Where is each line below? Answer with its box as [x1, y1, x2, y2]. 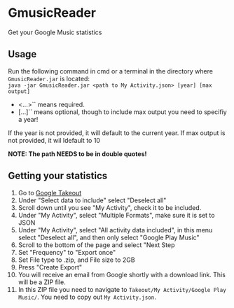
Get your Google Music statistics [8, 28, 102, 36]
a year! [18, 115, 39, 123]
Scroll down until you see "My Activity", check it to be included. [18, 203, 202, 211]
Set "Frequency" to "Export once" [18, 248, 116, 256]
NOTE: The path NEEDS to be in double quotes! [8, 149, 147, 158]
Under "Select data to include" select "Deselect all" [18, 196, 167, 204]
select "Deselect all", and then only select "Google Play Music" [18, 233, 200, 241]
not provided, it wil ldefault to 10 [8, 136, 101, 144]
